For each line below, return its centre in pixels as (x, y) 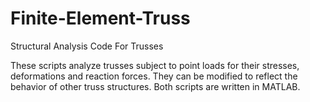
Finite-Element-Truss (100, 18)
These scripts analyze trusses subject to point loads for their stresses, (155, 65)
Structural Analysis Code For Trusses (87, 46)
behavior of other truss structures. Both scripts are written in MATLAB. (155, 86)
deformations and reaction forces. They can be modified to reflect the (154, 76)
